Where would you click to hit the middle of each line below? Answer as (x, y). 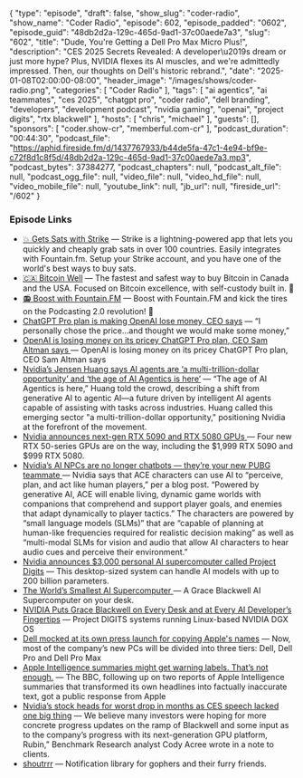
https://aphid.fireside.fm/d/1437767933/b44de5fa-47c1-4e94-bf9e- (141, 148)
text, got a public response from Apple (94, 696)
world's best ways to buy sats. (79, 269)
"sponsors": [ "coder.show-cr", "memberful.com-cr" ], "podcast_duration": (149, 129)
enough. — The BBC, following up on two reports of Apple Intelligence (153, 677)
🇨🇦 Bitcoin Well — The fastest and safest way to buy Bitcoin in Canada (156, 278)
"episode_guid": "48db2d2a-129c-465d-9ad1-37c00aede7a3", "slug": (140, 32)
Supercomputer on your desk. (78, 600)
